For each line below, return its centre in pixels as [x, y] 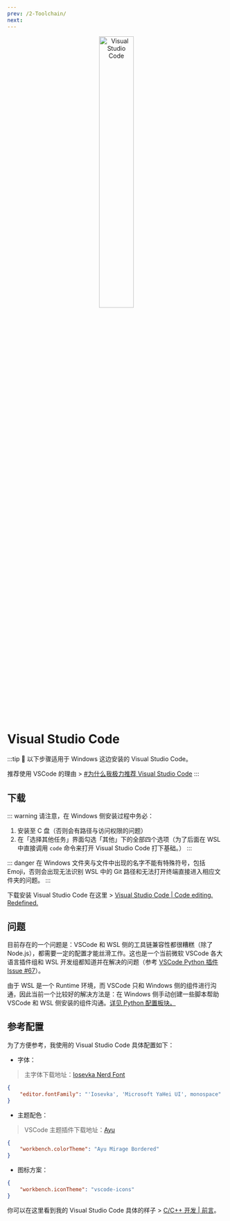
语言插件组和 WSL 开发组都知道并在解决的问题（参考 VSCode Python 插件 [113, 962]
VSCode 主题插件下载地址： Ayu [70, 1130]
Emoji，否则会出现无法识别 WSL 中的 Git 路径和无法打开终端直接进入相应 [111, 872]
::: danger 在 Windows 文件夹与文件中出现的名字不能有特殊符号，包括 [106, 863]
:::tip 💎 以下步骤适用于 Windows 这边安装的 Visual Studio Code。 [99, 759]
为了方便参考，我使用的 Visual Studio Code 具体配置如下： [91, 1045]
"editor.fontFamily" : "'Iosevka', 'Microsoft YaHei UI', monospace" [121, 1094]
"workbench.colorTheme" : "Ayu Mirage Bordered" [89, 1149]
